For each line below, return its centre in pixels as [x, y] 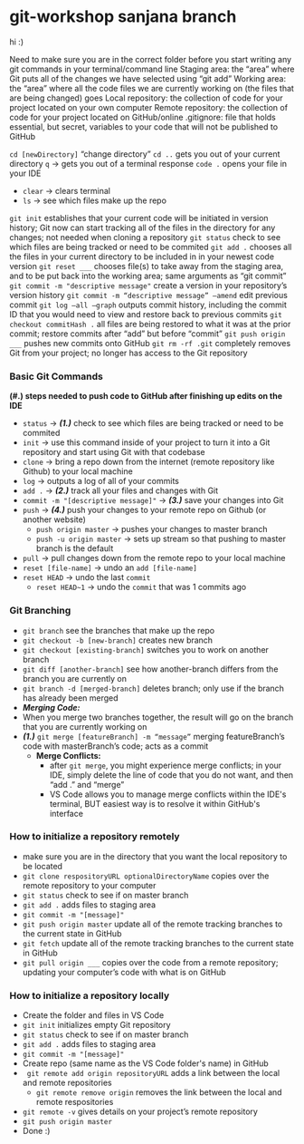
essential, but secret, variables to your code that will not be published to [144, 126]
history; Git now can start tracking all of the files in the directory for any [142, 228]
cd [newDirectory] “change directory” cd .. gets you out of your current [145, 154]
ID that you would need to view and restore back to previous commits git [146, 314]
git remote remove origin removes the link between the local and [159, 1092]
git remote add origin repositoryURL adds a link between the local [153, 1073]
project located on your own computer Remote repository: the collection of [148, 107]
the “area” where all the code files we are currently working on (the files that [152, 88]
